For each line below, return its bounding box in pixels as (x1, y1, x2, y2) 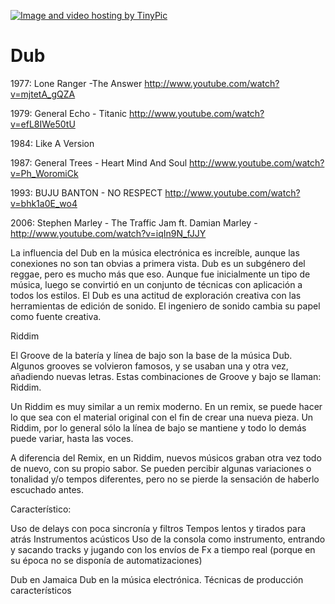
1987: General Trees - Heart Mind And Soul (10, 156, 188, 169)
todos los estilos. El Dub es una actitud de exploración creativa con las (10, 289, 302, 301)
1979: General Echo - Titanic (10, 107, 128, 119)
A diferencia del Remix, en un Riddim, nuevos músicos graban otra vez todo (10, 451, 322, 464)
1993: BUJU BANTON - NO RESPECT (10, 186, 163, 199)
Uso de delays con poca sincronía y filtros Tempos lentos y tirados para (10, 522, 307, 534)
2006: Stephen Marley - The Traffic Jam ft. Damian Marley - (10, 216, 258, 229)
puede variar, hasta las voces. (10, 432, 134, 444)
